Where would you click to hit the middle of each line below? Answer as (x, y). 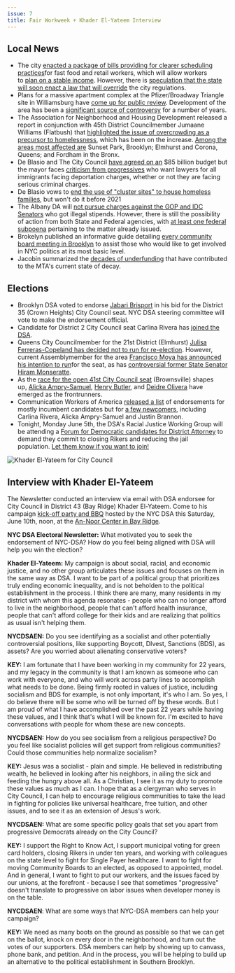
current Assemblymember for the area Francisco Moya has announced (119, 357)
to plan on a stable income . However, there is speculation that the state (120, 80)
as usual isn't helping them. (47, 622)
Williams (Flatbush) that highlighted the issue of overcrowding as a (113, 132)
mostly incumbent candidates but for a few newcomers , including (112, 409)
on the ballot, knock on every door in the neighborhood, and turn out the (112, 939)
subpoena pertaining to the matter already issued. (90, 229)
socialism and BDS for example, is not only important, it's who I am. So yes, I (117, 694)
